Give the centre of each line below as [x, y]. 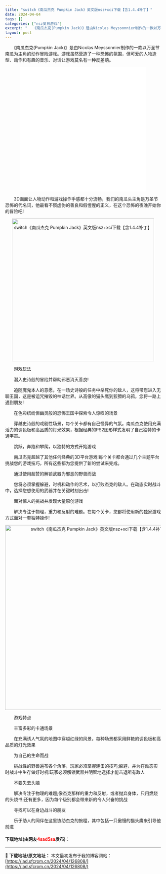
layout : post [19, 33]
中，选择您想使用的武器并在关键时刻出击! [47, 490]
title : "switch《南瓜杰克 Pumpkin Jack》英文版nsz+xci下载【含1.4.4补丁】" [79, 10]
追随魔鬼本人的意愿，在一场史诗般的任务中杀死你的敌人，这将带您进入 [85, 390]
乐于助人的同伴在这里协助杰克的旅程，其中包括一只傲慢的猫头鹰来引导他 [87, 820]
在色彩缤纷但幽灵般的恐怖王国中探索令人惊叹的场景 [65, 413]
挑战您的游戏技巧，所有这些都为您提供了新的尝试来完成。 [63, 463]
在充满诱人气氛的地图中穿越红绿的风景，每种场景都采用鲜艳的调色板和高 [87, 739]
